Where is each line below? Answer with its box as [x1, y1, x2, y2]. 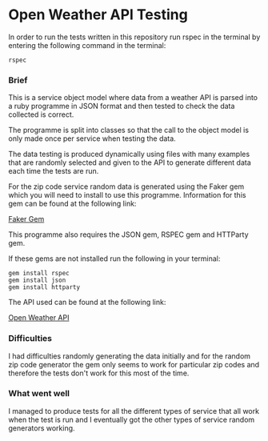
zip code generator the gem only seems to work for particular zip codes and [8, 359, 260, 369]
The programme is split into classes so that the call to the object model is [8, 126, 250, 135]
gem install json [8, 276, 66, 285]
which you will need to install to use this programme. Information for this [8, 190, 246, 200]
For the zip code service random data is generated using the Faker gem [8, 182, 245, 191]
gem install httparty [8, 283, 81, 291]
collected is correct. [8, 110, 74, 119]
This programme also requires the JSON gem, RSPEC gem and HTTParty [8, 230, 250, 239]
